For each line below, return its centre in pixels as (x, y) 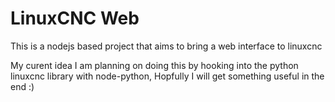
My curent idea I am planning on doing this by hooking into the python (154, 65)
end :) (22, 86)
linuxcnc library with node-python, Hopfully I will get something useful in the (167, 76)
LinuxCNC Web (75, 18)
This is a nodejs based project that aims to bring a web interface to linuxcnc (166, 46)
